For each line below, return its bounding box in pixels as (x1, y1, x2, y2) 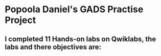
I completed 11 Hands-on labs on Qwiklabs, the (5, 35, 156, 43)
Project (5, 14, 36, 26)
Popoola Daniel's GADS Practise (5, 4, 144, 15)
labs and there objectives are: (5, 42, 102, 51)
